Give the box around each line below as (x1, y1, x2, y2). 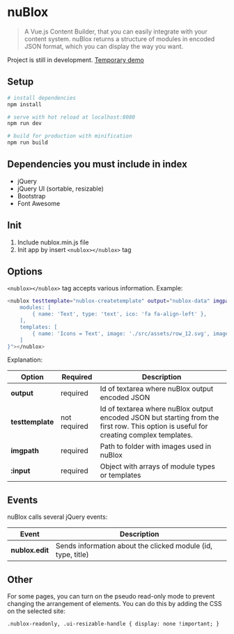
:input (10, 466, 31, 475)
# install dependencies (7, 94, 77, 101)
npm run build (7, 139, 49, 147)
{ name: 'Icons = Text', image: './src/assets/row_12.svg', (32, 330, 210, 337)
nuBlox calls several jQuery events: (7, 513, 108, 521)
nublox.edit (10, 545, 49, 555)
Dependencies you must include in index (7, 158, 188, 170)
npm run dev (7, 120, 42, 127)
